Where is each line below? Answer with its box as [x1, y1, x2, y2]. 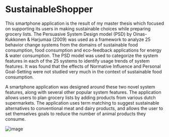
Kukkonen [5, 36, 26, 42]
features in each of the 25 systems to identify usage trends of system [5, 58, 150, 64]
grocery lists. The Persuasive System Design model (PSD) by [5, 31, 132, 37]
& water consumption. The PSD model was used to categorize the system [5, 52, 158, 59]
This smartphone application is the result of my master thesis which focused [5, 20, 164, 26]
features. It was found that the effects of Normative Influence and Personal [5, 63, 161, 69]
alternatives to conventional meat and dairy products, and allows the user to [5, 105, 163, 111]
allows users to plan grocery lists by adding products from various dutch [5, 95, 156, 101]
